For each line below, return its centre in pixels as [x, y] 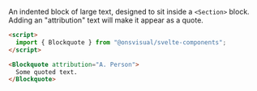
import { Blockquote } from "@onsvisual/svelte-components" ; [121, 42]
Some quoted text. [47, 72]
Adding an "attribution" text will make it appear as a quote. [106, 20]
